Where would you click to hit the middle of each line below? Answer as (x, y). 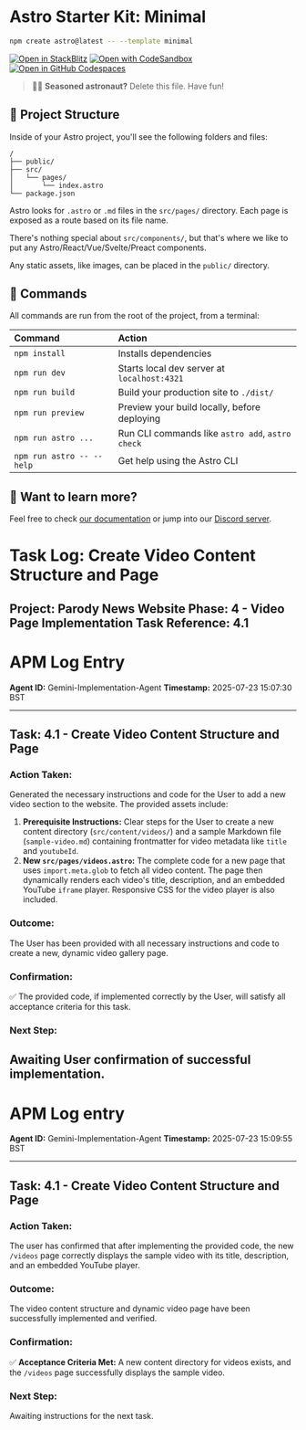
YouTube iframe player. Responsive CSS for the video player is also (148, 890)
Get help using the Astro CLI (178, 461)
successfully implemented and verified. (83, 1319)
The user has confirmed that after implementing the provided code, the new (152, 1246)
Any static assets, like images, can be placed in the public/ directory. (140, 265)
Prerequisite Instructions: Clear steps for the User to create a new (148, 822)
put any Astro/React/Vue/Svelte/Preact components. (108, 247)
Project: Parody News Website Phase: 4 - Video (147, 609)
